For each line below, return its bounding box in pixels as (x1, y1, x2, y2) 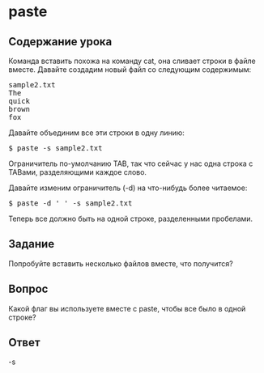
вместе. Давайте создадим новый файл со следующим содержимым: (8, 65, 252, 74)
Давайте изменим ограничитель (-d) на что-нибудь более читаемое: (8, 183, 248, 193)
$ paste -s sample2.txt (8, 144, 103, 152)
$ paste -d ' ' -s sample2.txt (8, 199, 133, 208)
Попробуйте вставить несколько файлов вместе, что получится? (8, 258, 233, 269)
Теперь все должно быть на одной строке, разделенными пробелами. (8, 214, 253, 223)
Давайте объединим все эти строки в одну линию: (8, 128, 185, 138)
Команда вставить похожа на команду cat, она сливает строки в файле (8, 56, 257, 66)
